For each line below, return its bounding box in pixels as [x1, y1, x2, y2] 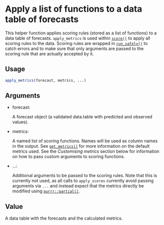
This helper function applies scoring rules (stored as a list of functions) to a [5, 30, 157, 36]
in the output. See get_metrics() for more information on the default [12, 143, 150, 149]
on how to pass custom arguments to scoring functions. [12, 154, 125, 159]
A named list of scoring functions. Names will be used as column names [12, 138, 158, 144]
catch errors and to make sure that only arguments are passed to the [5, 45, 144, 51]
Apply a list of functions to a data [5, 3, 142, 15]
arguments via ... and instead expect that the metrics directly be [12, 183, 144, 189]
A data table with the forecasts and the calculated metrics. [5, 215, 123, 221]
